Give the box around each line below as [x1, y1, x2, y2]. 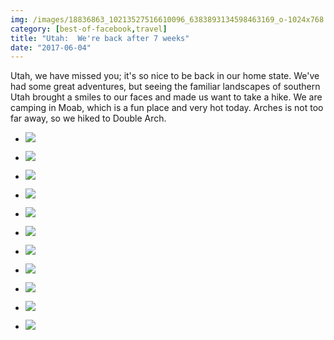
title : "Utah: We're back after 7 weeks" [10, 33, 190, 43]
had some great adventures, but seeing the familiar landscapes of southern [10, 81, 321, 93]
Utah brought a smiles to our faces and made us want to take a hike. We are [10, 91, 323, 103]
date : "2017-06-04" [10, 42, 92, 53]
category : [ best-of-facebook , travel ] [10, 24, 168, 34]
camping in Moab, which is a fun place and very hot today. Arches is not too [10, 102, 324, 114]
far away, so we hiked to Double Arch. [10, 112, 167, 125]
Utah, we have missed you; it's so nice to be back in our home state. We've [10, 70, 320, 82]
